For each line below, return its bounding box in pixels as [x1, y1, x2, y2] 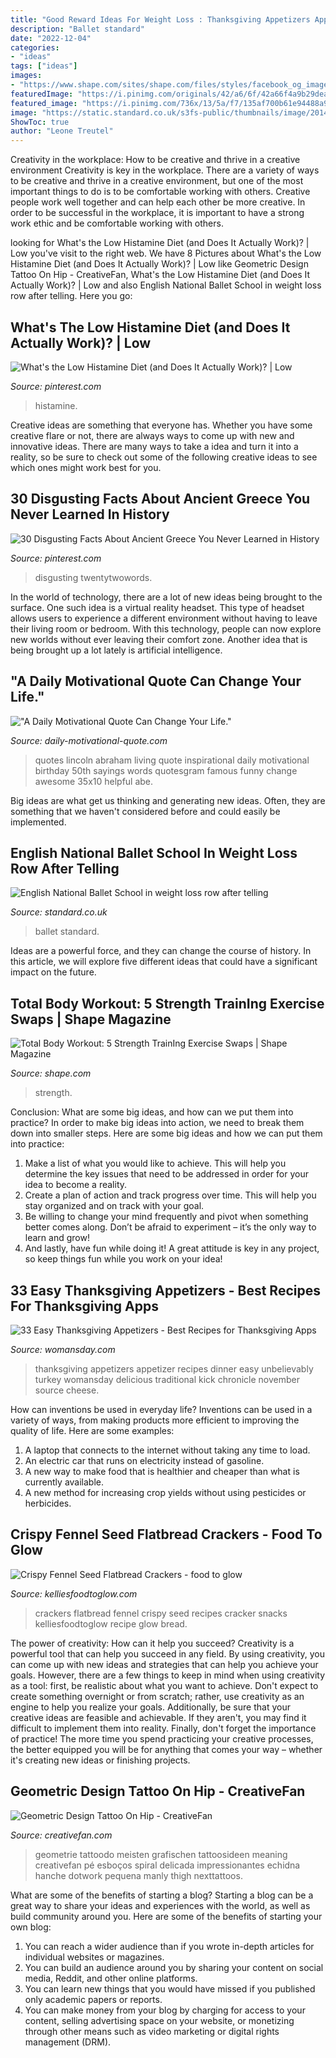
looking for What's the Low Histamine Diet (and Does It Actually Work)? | [10, 237, 310, 249]
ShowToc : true [10, 117, 70, 127]
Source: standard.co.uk [10, 906, 108, 918]
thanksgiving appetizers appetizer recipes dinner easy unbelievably [34, 1363, 314, 1375]
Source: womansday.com [10, 1344, 116, 1355]
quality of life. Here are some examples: [10, 1425, 175, 1436]
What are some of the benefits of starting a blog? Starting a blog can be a [10, 1889, 314, 1901]
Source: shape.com [10, 1067, 92, 1080]
